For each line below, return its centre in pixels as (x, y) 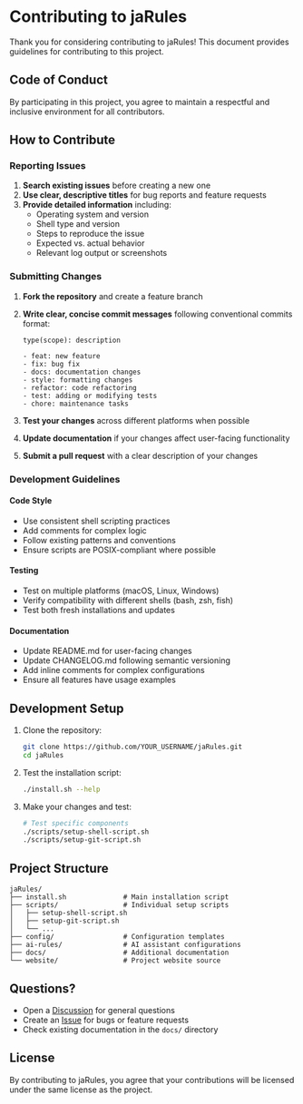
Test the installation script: (72, 772)
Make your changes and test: (77, 806)
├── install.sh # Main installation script (119, 897)
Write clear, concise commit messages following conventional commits (157, 314)
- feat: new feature (61, 356)
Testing (24, 571)
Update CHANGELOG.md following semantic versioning (127, 660)
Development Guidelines (65, 479)
